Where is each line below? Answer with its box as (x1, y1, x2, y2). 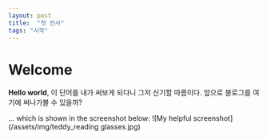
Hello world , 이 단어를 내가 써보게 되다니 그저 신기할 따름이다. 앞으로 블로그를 (8, 88, 252, 98)
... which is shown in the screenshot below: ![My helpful (8, 114, 192, 123)
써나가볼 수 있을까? (22, 98, 82, 107)
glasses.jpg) (100, 122, 141, 132)
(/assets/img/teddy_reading (8, 122, 99, 132)
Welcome (8, 60, 73, 79)
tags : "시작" (8, 26, 49, 34)
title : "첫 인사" (8, 19, 65, 27)
